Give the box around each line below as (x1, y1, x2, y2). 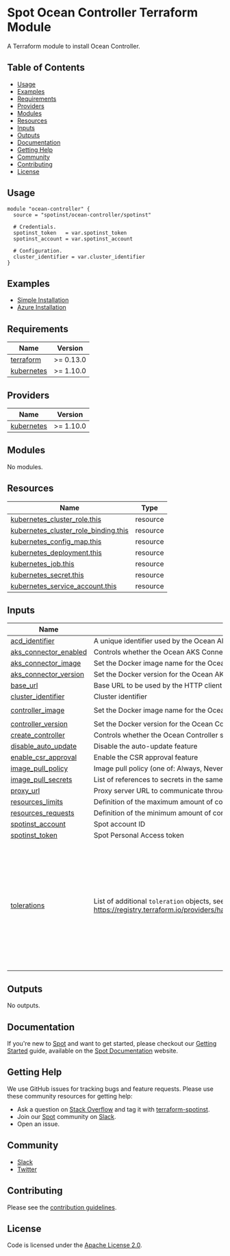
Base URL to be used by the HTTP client (93, 681, 222, 690)
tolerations (10, 901, 45, 910)
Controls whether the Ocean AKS (93, 647, 201, 657)
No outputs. (7, 1001, 40, 1009)
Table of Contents (7, 62, 86, 73)
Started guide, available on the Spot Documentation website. (7, 1046, 179, 1055)
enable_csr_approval (10, 753, 77, 762)
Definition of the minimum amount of (93, 808, 212, 818)
